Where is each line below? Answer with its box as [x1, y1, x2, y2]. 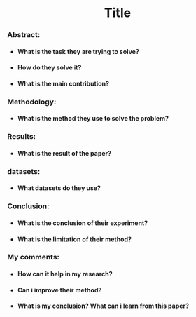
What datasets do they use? [17, 184, 101, 192]
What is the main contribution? [17, 79, 110, 88]
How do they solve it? [17, 63, 82, 72]
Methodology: [7, 97, 57, 107]
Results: [7, 132, 36, 142]
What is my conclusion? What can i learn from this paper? [17, 302, 190, 310]
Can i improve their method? [17, 285, 102, 294]
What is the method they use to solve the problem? [17, 114, 169, 123]
